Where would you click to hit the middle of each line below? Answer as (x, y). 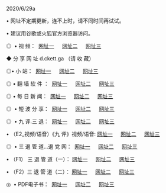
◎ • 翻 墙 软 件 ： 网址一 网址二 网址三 (61, 83)
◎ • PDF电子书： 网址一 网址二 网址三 (60, 184)
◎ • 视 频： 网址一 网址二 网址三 (54, 46)
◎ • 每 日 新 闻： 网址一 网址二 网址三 (60, 96)
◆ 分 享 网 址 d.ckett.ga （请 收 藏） (50, 58)
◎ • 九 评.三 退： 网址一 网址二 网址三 (61, 121)
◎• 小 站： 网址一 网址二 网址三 (52, 71)
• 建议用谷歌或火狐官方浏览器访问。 (50, 33)
